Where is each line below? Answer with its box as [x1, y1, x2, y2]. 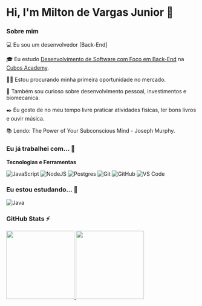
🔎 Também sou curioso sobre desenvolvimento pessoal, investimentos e [6, 88, 187, 95]
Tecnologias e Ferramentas [6, 158, 77, 165]
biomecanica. [6, 94, 41, 102]
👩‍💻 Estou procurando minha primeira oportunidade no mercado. [6, 76, 166, 84]
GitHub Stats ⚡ [6, 215, 50, 223]
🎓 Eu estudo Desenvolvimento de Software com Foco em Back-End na [6, 56, 184, 63]
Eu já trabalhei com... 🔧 [6, 145, 76, 153]
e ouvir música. [6, 115, 45, 122]
